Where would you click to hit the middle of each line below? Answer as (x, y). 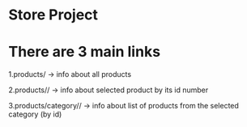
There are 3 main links (84, 52)
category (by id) (35, 114)
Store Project (53, 15)
